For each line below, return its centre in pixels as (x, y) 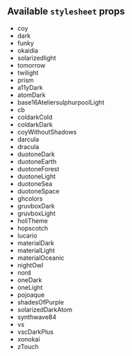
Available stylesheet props (66, 11)
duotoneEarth (37, 161)
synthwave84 (37, 317)
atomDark (31, 95)
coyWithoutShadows (47, 132)
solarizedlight (37, 58)
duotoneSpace (39, 191)
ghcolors (30, 199)
